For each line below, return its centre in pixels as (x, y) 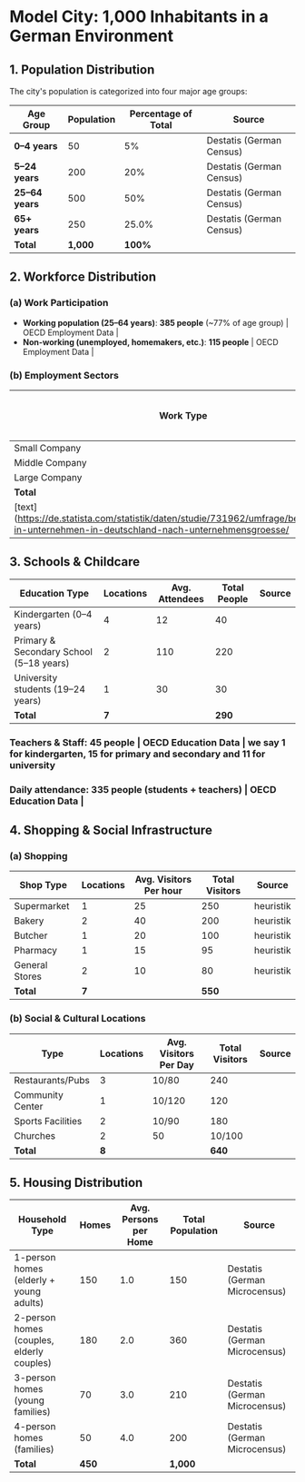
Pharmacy (35, 951)
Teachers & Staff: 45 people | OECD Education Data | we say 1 (148, 742)
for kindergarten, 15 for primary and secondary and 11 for (138, 754)
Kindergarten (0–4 (53, 614)
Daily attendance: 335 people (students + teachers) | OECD (143, 789)
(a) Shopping (39, 855)
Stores (28, 976)
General (31, 965)
